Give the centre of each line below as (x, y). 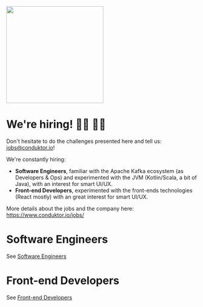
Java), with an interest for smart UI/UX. (64, 183)
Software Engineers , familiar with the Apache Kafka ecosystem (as (99, 171)
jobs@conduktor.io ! (31, 147)
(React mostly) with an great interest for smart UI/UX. (82, 197)
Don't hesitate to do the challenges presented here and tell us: (84, 141)
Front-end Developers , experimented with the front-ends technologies (104, 190)
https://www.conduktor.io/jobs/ (45, 215)
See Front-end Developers (39, 297)
